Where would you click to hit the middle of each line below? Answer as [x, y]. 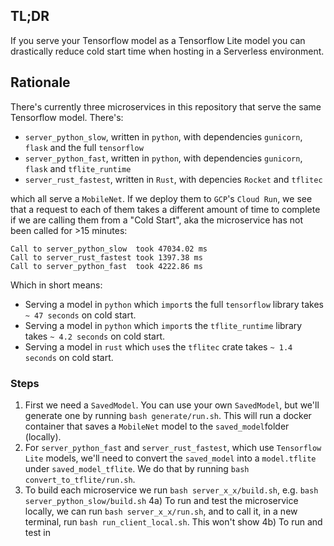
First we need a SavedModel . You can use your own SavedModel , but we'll [172, 405]
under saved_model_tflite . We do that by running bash [137, 468]
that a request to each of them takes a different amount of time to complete [165, 209]
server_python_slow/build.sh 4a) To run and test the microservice [161, 500]
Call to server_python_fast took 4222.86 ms [106, 266]
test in [37, 532]
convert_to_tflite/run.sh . [80, 479]
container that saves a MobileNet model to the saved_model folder [157, 426]
